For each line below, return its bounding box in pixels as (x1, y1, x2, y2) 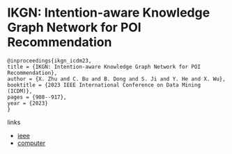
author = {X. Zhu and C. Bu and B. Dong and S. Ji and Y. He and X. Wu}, (7, 75, 226, 83)
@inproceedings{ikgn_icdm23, (7, 57, 92, 64)
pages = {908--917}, (7, 94, 68, 101)
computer (17, 139, 46, 147)
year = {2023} (7, 99, 49, 107)
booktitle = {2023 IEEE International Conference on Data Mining (7, 81, 201, 88)
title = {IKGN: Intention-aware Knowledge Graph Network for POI (7, 63, 201, 70)
